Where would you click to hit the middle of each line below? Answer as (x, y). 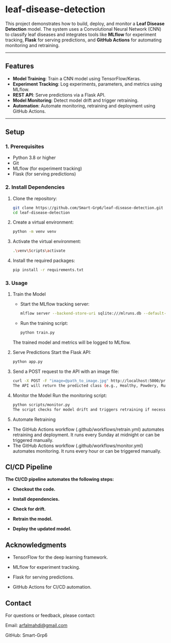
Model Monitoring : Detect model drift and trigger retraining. (76, 100)
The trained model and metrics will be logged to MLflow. (72, 342)
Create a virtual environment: (43, 222)
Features (20, 66)
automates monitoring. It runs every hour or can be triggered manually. (87, 451)
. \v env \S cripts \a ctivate (39, 251)
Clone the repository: (35, 198)
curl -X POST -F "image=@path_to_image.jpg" (61, 381)
